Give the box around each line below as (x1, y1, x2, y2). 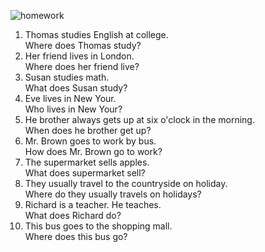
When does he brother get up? (24, 125, 152, 136)
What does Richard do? (24, 210, 122, 221)
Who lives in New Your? (24, 103, 123, 115)
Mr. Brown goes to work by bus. (24, 135, 157, 147)
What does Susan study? (24, 82, 128, 94)
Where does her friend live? (24, 61, 140, 72)
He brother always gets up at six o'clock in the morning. (24, 114, 255, 125)
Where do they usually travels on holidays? (24, 188, 202, 200)
